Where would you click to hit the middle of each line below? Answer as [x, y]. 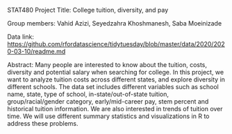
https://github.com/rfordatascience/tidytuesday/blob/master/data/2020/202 [116, 44]
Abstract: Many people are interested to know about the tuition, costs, [107, 65]
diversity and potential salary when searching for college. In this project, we [116, 72]
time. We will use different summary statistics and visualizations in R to [108, 116]
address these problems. [43, 123]
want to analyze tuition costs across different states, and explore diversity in [116, 79]
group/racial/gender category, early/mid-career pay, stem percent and [108, 102]
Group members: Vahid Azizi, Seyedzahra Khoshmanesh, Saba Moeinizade [115, 23]
